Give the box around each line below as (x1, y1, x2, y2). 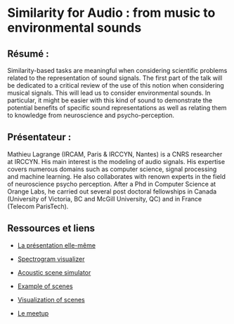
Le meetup (17, 309, 49, 317)
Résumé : (7, 48, 49, 60)
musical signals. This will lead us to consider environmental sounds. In (7, 89, 211, 97)
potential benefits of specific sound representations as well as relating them (7, 104, 227, 112)
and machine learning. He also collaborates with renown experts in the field (7, 172, 226, 180)
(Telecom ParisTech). (7, 202, 69, 210)
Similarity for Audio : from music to (7, 5, 216, 21)
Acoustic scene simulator (17, 268, 91, 276)
